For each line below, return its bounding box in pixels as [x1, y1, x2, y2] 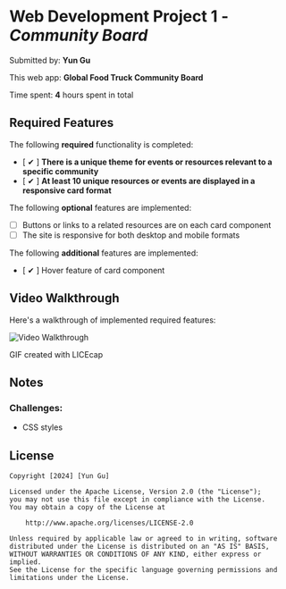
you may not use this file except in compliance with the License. [9, 495, 266, 504]
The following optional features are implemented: [9, 202, 192, 213]
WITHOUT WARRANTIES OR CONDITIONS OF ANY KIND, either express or [9, 550, 262, 560]
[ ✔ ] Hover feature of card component [21, 265, 165, 275]
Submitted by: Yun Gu [9, 55, 91, 65]
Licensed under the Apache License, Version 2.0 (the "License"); [9, 487, 262, 497]
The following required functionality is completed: [9, 139, 194, 149]
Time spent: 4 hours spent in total [9, 89, 134, 100]
